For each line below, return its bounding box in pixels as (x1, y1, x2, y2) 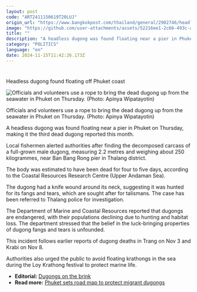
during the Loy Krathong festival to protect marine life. (6, 261, 137, 268)
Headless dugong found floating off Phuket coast (6, 78, 125, 85)
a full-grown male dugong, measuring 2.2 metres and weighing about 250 (6, 148, 185, 155)
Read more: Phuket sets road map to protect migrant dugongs (14, 278, 165, 286)
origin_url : (6, 19, 35, 25)
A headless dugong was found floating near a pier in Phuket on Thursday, (6, 124, 184, 131)
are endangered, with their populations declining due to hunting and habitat (6, 213, 189, 220)
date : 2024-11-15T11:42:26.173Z (6, 52, 85, 58)
